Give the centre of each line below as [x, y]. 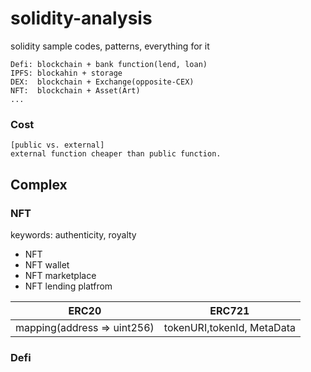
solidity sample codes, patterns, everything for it [110, 46]
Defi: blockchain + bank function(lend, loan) [109, 64]
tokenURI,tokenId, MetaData [229, 327]
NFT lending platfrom [68, 286]
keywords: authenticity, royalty [73, 234]
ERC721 [229, 310]
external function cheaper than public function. [116, 154]
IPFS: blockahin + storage [66, 73]
